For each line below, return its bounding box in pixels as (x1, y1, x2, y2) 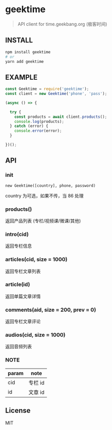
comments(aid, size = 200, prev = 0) (5, 306, 96, 313)
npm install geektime (5, 49, 51, 54)
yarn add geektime (5, 59, 44, 64)
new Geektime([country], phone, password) (5, 183, 96, 188)
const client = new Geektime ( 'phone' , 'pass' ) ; (5, 91, 107, 96)
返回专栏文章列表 (5, 268, 41, 274)
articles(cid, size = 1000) (5, 256, 68, 263)
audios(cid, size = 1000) (5, 332, 66, 339)
